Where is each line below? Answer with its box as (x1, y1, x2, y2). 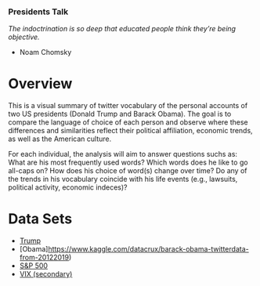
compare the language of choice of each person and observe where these (8, 118, 248, 127)
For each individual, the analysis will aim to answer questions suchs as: (8, 150, 237, 159)
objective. (8, 32, 41, 42)
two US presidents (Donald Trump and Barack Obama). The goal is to (8, 109, 232, 119)
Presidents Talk (8, 6, 69, 17)
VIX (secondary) (19, 270, 73, 279)
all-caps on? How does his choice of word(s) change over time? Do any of (8, 166, 247, 176)
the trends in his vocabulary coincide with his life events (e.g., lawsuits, (8, 175, 238, 184)
